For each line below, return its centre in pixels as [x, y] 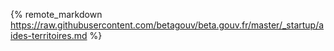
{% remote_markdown [56, 14]
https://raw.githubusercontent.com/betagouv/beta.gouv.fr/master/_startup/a [167, 25]
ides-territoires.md [49, 35]
